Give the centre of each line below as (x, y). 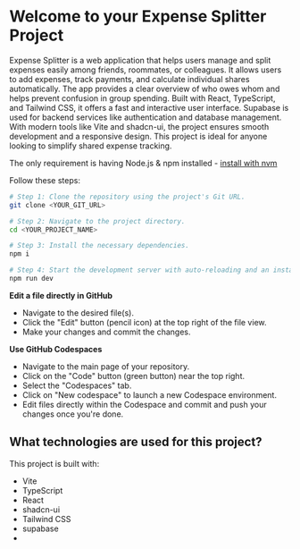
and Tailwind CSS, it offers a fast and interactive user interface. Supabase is (149, 107)
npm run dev (31, 279)
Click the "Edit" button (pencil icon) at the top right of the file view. (144, 322)
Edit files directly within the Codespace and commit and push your (144, 404)
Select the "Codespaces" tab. (77, 385)
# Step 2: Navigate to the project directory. (97, 221)
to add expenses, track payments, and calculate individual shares (129, 79)
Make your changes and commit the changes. (106, 332)
